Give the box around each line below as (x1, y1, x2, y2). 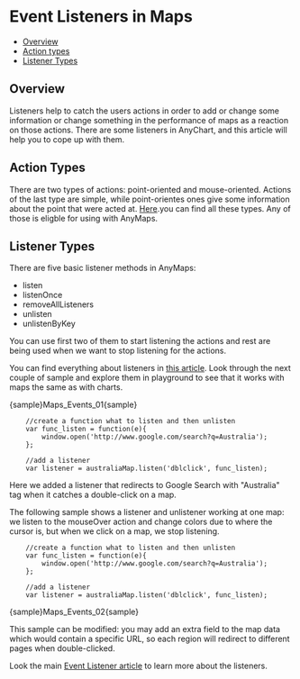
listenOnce (22, 290, 63, 301)
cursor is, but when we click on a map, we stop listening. (9, 526, 220, 537)
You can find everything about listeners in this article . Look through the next (9, 363, 291, 374)
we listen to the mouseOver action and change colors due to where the (9, 516, 273, 528)
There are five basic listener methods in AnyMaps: (9, 263, 196, 274)
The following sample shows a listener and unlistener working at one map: (9, 507, 285, 518)
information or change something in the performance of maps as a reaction (9, 114, 289, 125)
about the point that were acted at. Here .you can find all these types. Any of (9, 203, 291, 213)
